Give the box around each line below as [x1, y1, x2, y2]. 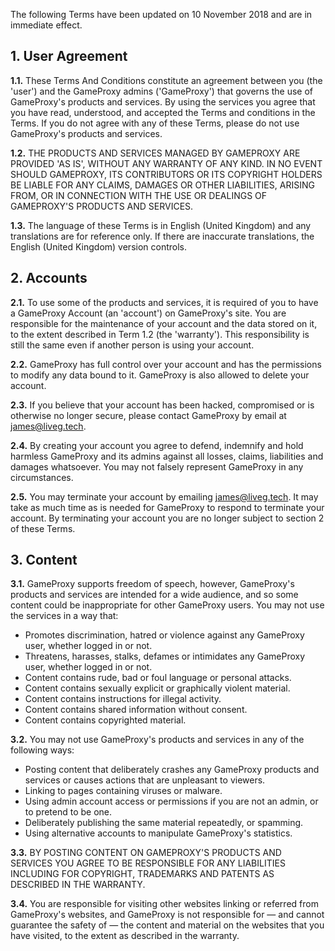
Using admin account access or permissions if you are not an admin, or [24, 795, 319, 808]
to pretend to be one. [24, 806, 113, 818]
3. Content [10, 552, 78, 569]
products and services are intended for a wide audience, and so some [10, 589, 299, 601]
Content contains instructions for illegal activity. [24, 693, 222, 705]
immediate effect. [10, 19, 83, 31]
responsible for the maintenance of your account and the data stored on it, [10, 317, 318, 329]
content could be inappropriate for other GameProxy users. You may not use [10, 599, 325, 611]
